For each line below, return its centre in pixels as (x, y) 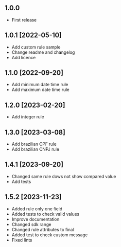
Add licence (24, 57)
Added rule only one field (37, 209)
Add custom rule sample (36, 47)
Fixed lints (22, 240)
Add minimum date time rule (40, 85)
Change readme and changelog (43, 52)
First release (24, 20)
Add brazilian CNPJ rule (35, 149)
